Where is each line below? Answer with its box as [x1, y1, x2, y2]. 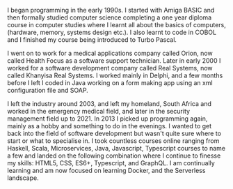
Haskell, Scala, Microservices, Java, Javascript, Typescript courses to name [7, 144, 226, 152]
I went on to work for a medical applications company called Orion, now [7, 49, 214, 57]
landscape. [7, 174, 40, 182]
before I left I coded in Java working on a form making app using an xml [7, 79, 214, 86]
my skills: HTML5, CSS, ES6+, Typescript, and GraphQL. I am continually [7, 159, 216, 167]
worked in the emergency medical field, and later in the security [7, 107, 190, 115]
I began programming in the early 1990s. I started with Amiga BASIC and [7, 6, 215, 14]
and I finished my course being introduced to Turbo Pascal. [7, 36, 177, 44]
